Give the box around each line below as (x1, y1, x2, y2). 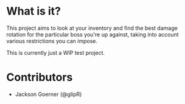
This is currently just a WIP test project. (6, 49, 105, 56)
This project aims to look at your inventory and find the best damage (6, 24, 178, 32)
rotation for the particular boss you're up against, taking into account (6, 30, 179, 38)
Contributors (6, 71, 73, 85)
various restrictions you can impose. (6, 37, 98, 44)
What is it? (6, 4, 61, 18)
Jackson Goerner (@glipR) (15, 90, 82, 98)
